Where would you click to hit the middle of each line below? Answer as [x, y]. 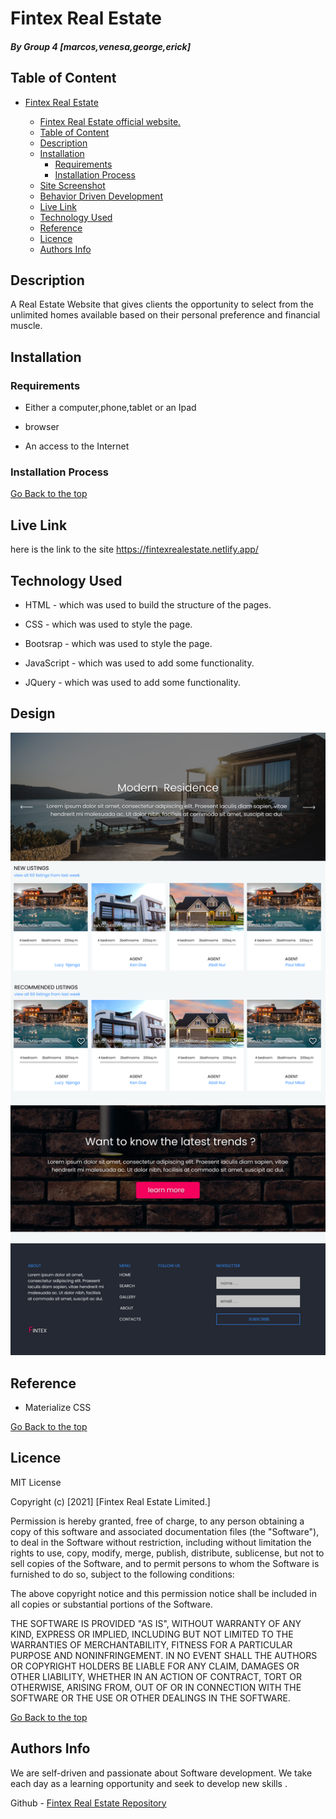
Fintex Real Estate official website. [110, 121]
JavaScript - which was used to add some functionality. [139, 663]
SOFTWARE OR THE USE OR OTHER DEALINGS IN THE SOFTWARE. [150, 1698]
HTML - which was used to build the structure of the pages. [148, 605]
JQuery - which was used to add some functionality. [132, 683]
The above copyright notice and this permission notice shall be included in [163, 1593]
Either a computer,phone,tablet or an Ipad [110, 408]
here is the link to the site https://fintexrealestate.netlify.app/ [134, 549]
